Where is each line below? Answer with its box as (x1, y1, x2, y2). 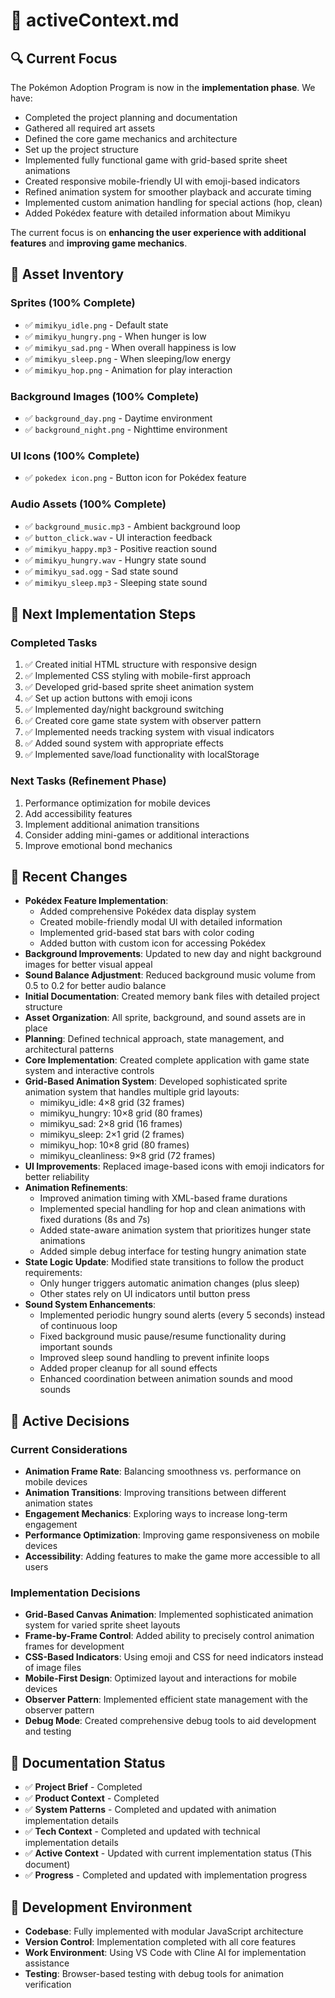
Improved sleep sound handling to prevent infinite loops (39, 1352, 270, 1364)
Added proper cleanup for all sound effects (39, 1362, 218, 1374)
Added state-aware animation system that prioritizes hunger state (39, 1224, 312, 1236)
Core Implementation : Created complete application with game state (24, 1054, 310, 1066)
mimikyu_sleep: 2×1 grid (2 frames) (39, 1129, 185, 1141)
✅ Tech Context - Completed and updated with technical (24, 1825, 261, 1838)
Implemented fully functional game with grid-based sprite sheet (24, 154, 288, 166)
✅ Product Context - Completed (24, 1792, 160, 1804)
